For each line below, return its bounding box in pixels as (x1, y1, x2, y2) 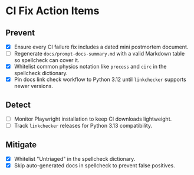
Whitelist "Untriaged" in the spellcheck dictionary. (14, 155, 136, 162)
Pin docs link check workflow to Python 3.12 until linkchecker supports (14, 76, 186, 83)
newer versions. (14, 83, 54, 90)
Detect (5, 99, 31, 110)
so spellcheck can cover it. (14, 57, 80, 64)
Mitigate (5, 140, 37, 150)
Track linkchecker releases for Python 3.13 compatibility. (14, 122, 153, 129)
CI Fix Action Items (5, 4, 100, 18)
